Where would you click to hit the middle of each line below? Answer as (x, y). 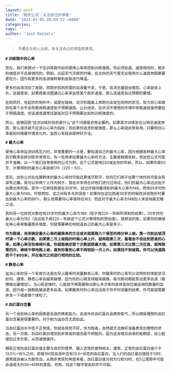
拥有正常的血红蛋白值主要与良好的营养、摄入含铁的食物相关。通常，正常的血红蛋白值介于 (83, 348)
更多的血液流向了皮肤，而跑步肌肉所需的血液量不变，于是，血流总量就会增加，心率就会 (82, 88)
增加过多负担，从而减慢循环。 (31, 339)
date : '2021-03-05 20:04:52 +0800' (43, 19)
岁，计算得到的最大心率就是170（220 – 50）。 (45, 168)
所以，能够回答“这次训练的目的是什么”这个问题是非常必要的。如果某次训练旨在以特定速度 (83, 123)
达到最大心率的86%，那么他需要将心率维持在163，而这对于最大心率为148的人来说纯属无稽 (84, 199)
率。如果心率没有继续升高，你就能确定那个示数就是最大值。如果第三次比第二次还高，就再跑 (86, 244)
